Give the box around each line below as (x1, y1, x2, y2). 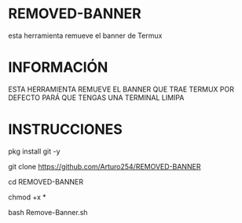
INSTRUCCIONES (8, 121, 123, 139)
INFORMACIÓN (8, 58, 108, 76)
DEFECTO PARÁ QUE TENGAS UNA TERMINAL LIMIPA (8, 92, 185, 102)
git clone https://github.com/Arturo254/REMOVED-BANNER (8, 162, 201, 171)
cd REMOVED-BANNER (8, 177, 84, 186)
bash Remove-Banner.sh (8, 207, 88, 217)
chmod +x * (8, 192, 46, 202)
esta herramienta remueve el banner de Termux (8, 31, 163, 40)
